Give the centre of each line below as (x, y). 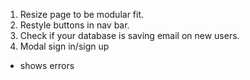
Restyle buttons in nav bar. (74, 25)
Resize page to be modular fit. (82, 14)
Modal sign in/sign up (64, 46)
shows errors (47, 65)
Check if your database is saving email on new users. (129, 35)
